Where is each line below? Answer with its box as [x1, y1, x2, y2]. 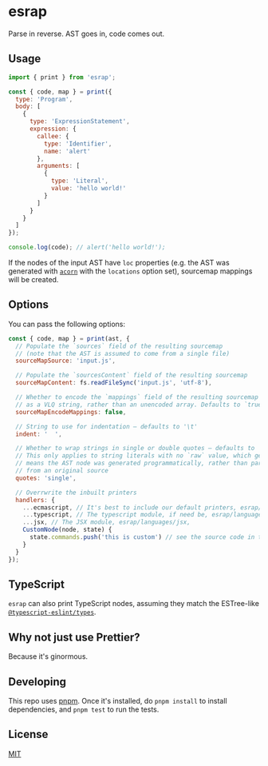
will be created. [8, 275, 59, 284]
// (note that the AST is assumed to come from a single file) [15, 349, 230, 357]
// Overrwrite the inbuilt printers [15, 489, 137, 497]
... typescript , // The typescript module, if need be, [22, 511, 209, 519]
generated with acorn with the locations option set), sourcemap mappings [8, 266, 253, 276]
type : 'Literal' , [50, 177, 109, 186]
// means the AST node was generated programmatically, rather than [15, 459, 248, 468]
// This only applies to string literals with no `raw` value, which [15, 452, 251, 460]
